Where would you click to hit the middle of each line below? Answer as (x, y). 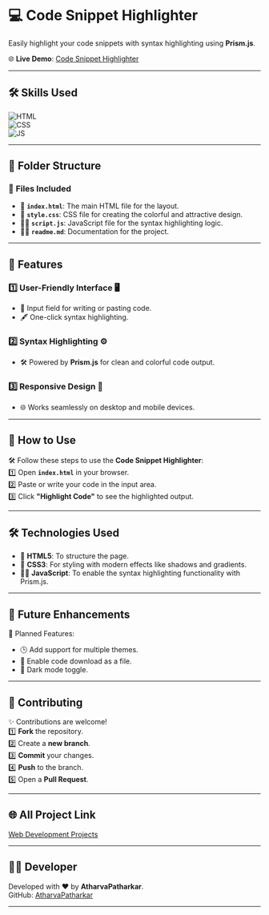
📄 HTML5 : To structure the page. (74, 556)
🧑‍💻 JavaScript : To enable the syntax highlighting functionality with (130, 573)
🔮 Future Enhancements (69, 614)
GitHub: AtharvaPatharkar (51, 895)
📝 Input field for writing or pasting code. (86, 308)
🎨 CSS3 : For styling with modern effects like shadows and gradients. (133, 565)
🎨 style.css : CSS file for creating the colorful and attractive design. (131, 215)
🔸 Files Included (40, 189)
